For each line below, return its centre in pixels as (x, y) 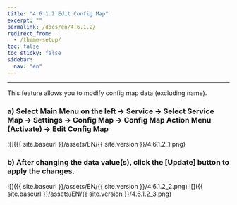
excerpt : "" (25, 20)
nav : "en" (28, 66)
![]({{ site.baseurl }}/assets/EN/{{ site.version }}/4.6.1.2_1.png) (96, 144)
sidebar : (20, 60)
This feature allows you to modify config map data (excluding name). (107, 93)
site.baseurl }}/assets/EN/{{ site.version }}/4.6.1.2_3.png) (90, 194)
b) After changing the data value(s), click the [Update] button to (119, 162)
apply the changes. (41, 171)
